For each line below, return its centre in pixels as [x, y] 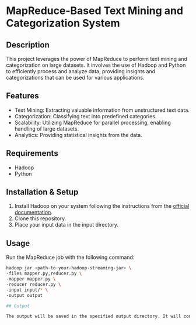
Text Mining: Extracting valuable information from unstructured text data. [102, 110]
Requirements [32, 153]
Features [22, 96]
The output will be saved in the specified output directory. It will [94, 317]
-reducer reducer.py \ [34, 284]
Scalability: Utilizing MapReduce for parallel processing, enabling [92, 122]
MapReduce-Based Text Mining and [95, 11]
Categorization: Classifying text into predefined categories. [85, 116]
